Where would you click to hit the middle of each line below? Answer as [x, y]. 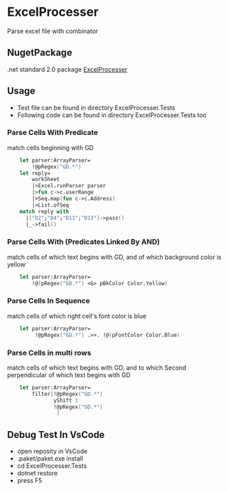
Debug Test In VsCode [56, 435]
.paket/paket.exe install [50, 459]
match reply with [44, 211]
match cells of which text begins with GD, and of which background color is [114, 257]
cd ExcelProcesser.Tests [52, 466]
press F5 [30, 481]
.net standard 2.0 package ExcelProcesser [67, 69]
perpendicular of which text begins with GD [69, 375]
